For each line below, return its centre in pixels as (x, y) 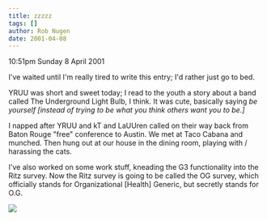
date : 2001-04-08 (38, 38)
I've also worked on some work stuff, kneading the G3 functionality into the (133, 168)
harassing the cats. (40, 151)
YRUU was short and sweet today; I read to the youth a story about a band (132, 93)
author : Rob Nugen (39, 31)
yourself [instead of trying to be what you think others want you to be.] (127, 110)
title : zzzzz (30, 16)
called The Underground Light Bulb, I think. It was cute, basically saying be (133, 101)
